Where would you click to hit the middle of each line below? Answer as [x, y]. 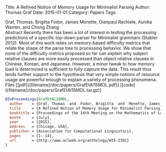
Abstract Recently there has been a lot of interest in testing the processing [81, 32]
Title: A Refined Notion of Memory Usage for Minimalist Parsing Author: [78, 7]
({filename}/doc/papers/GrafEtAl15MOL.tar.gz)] [53, 90]
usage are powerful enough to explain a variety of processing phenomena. [81, 79]
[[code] [128, 85]
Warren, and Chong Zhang [32, 27]
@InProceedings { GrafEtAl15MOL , [37, 99]
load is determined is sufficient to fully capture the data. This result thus [78, 69]
